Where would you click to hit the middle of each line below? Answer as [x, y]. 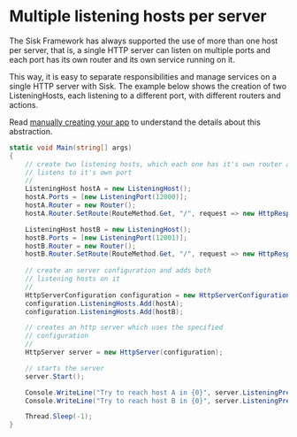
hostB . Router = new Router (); [81, 246]
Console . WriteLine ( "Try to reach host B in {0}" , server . [134, 401]
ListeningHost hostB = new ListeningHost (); [108, 229]
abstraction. [31, 131]
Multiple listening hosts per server [138, 16]
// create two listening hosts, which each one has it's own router [154, 164]
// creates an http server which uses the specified [124, 328]
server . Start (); [55, 376]
